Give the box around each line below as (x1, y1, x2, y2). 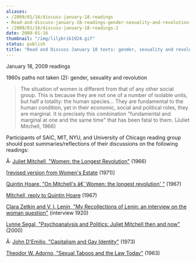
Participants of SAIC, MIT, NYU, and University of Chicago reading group (6, 134, 181, 141)
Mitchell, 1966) (20, 122, 57, 129)
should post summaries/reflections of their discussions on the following (6, 140, 178, 147)
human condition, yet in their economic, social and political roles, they (20, 104, 188, 111)
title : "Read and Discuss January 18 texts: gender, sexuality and (6, 47, 174, 53)
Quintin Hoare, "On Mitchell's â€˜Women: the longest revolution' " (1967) (6, 180, 182, 187)
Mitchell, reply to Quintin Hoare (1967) (6, 191, 97, 199)
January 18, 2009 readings (6, 63, 71, 70)
